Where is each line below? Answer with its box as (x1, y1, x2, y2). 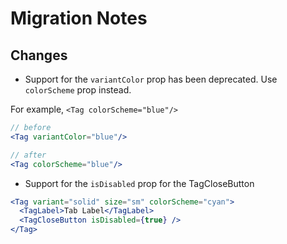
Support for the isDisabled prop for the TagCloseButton (24, 177, 255, 189)
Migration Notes (10, 7, 148, 30)
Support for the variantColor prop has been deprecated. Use (24, 73, 278, 85)
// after (10, 150, 47, 160)
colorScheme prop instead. (24, 84, 132, 96)
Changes (10, 47, 68, 64)
